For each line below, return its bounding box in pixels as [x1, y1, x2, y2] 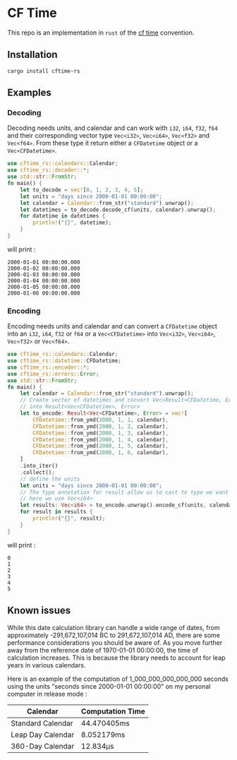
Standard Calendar [11, 718, 73, 728]
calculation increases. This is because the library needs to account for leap [7, 653, 226, 662]
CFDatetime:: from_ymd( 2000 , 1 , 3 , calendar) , [32, 429, 169, 437]
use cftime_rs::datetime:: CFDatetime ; [7, 357, 121, 364]
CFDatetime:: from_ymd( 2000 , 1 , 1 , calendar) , [32, 416, 169, 423]
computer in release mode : [7, 689, 87, 698]
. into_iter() [20, 463, 59, 470]
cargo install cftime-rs [7, 67, 80, 75]
